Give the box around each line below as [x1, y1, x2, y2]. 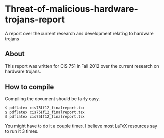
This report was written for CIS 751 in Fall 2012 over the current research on [5, 63, 159, 69]
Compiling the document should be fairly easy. [5, 95, 100, 102]
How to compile [5, 83, 54, 91]
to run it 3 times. [5, 128, 39, 134]
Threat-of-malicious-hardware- [5, 3, 138, 15]
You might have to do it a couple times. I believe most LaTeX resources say [5, 123, 157, 129]
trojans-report [5, 14, 65, 25]
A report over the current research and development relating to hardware [5, 30, 154, 36]
